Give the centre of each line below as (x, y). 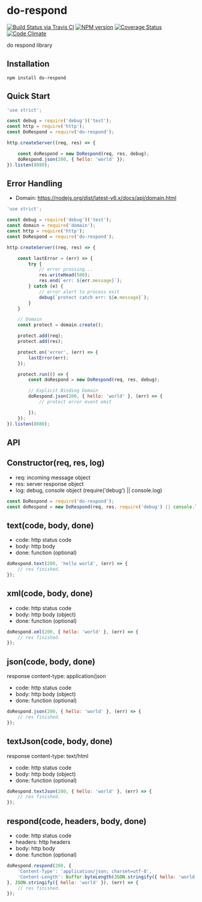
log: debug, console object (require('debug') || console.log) (89, 490)
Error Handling (34, 183)
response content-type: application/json (56, 676)
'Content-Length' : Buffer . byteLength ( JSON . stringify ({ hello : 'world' (108, 877)
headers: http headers (43, 842)
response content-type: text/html (48, 756)
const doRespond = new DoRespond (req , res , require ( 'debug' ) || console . (101, 507)
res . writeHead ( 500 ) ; (64, 275)
